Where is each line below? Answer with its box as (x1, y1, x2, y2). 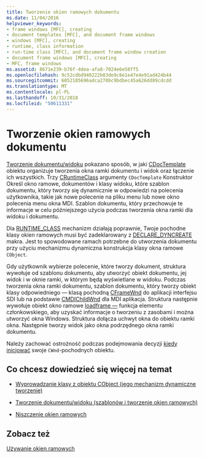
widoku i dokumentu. (6, 213, 60, 220)
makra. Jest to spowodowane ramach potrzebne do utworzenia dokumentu (6, 237, 197, 245)
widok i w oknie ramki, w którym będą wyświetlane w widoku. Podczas (6, 275, 186, 283)
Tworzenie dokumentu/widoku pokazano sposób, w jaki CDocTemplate (6, 160, 186, 168)
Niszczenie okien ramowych (15, 411, 87, 418)
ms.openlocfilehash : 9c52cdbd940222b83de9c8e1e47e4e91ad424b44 (6, 72, 172, 78)
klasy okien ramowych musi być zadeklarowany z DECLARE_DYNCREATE (6, 231, 192, 239)
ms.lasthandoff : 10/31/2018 (6, 95, 79, 101)
